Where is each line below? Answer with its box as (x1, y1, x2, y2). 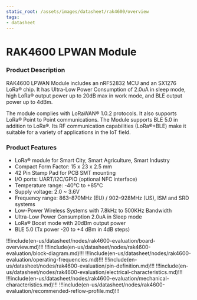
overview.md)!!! (6, 243, 44, 251)
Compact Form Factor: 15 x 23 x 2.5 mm (14, 163, 112, 170)
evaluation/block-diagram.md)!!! (6, 250, 84, 257)
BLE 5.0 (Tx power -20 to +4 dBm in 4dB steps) (14, 226, 130, 233)
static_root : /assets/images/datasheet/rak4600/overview (6, 8, 149, 15)
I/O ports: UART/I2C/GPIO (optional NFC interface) (14, 175, 137, 183)
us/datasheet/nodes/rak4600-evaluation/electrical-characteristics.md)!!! (6, 269, 183, 276)
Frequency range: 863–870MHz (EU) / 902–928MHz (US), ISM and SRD (14, 194, 189, 201)
